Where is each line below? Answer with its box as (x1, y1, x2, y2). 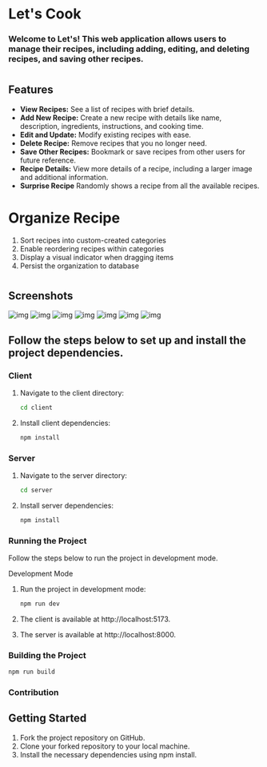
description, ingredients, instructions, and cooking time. (19, 121, 204, 131)
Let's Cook (8, 5, 82, 23)
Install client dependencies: (19, 418, 110, 428)
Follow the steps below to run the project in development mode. (8, 553, 218, 563)
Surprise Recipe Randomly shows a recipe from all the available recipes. (19, 181, 260, 191)
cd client (19, 404, 54, 412)
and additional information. (19, 172, 109, 182)
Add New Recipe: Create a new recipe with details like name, (19, 113, 222, 122)
